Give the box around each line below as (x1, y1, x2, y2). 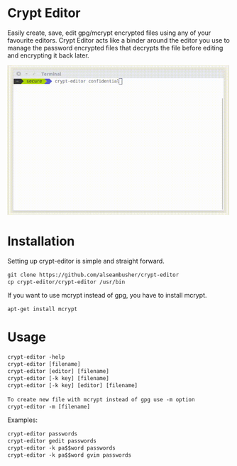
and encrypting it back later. (7, 51, 90, 60)
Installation (7, 233, 75, 249)
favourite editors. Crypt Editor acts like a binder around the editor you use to (7, 36, 231, 44)
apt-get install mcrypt (7, 305, 78, 313)
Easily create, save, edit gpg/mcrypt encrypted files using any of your (7, 28, 211, 37)
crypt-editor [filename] (7, 361, 81, 368)
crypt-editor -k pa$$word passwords (7, 445, 116, 452)
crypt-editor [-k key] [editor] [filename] (7, 382, 138, 389)
